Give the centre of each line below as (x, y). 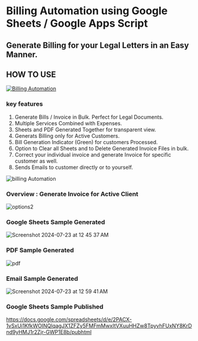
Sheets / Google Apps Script (77, 23)
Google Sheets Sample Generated (56, 222)
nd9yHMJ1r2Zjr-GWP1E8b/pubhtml (49, 332)
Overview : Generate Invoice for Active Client (72, 194)
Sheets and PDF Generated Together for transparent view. (85, 129)
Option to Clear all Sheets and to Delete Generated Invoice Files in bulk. (102, 148)
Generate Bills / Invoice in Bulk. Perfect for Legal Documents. (89, 117)
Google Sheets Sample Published (55, 307)
